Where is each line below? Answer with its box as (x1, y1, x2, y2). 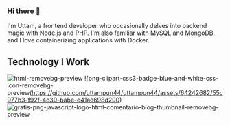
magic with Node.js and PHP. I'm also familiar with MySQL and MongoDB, (7, 29, 215, 37)
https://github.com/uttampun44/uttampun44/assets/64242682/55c (32, 89, 223, 97)
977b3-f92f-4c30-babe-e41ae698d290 (7, 96, 120, 105)
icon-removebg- (7, 81, 54, 89)
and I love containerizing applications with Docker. (7, 36, 150, 44)
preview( (7, 89, 32, 97)
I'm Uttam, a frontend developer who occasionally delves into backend (7, 22, 207, 30)
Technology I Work (7, 56, 90, 68)
